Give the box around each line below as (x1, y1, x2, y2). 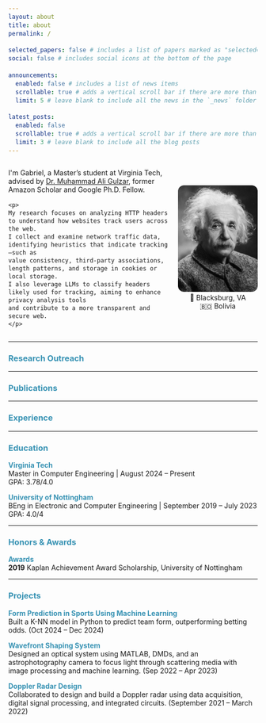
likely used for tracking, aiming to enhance (8, 288, 161, 296)
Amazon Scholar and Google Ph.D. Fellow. (8, 185, 145, 194)
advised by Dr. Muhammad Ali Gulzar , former (8, 176, 155, 186)
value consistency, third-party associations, (8, 256, 165, 265)
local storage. (8, 272, 59, 281)
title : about (8, 21, 51, 29)
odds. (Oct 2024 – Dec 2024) (8, 625, 104, 634)
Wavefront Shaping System (8, 641, 101, 650)
